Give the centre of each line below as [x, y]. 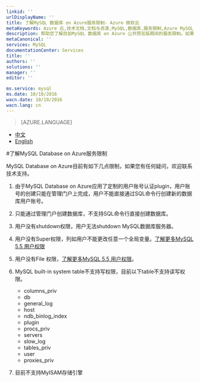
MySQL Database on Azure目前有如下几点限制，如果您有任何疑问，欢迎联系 [99, 166]
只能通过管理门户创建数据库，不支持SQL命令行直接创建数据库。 [93, 213]
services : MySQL [26, 45]
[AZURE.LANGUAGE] [46, 122]
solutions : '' [24, 67]
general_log [38, 303]
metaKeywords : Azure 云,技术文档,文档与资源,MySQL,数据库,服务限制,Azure [92, 28]
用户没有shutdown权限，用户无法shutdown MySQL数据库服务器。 [96, 226]
